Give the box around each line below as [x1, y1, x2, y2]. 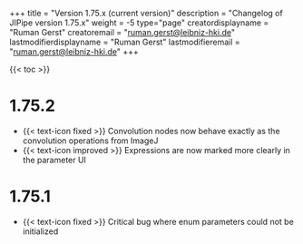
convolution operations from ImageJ [22, 135, 159, 146]
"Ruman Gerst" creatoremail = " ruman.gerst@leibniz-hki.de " [9, 27, 236, 37]
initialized [22, 226, 59, 237]
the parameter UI [22, 154, 86, 165]
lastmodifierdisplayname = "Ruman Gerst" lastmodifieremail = [9, 36, 240, 47]
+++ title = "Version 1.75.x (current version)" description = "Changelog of [9, 8, 283, 18]
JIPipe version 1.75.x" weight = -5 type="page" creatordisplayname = [9, 17, 269, 28]
